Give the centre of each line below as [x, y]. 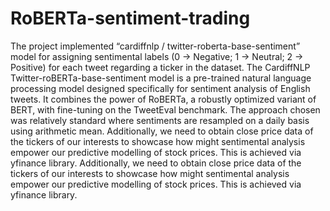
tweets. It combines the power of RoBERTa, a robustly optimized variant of [163, 99]
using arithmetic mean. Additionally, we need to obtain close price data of [162, 131]
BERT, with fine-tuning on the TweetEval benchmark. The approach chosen [165, 109]
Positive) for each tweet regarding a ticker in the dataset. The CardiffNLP [160, 67]
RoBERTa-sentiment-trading [130, 18]
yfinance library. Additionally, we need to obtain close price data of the [156, 163]
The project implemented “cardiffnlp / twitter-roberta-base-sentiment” [155, 46]
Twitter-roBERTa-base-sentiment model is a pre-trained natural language [161, 78]
